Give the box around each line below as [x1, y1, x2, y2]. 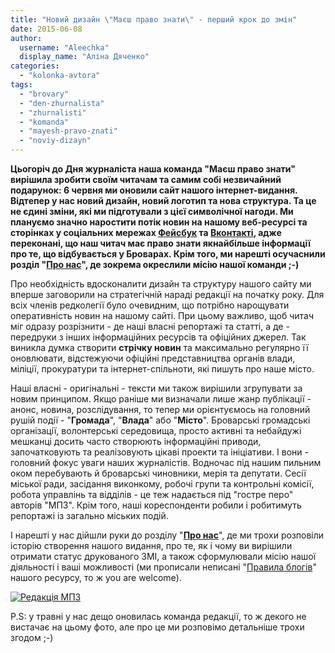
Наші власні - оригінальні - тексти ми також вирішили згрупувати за [10, 382, 303, 394]
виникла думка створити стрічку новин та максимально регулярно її [10, 342, 309, 353]
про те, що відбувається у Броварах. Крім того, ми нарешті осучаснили [10, 248, 326, 260]
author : [10, 33, 43, 43]
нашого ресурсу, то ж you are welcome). [10, 572, 182, 583]
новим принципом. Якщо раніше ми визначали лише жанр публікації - [10, 393, 312, 405]
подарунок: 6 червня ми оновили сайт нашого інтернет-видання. [10, 184, 298, 196]
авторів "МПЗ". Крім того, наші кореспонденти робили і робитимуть [10, 499, 302, 511]
